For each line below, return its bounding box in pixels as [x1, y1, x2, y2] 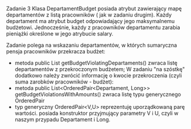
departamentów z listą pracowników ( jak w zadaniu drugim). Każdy [6, 11, 172, 18]
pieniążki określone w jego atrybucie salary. [6, 30, 114, 37]
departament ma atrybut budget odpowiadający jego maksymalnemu [6, 18, 175, 24]
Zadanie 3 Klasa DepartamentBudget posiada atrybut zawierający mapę [6, 5, 182, 12]
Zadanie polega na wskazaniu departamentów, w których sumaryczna [6, 41, 177, 49]
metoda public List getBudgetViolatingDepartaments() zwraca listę [14, 59, 178, 66]
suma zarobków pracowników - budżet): [14, 78, 114, 85]
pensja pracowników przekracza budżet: [6, 48, 106, 55]
